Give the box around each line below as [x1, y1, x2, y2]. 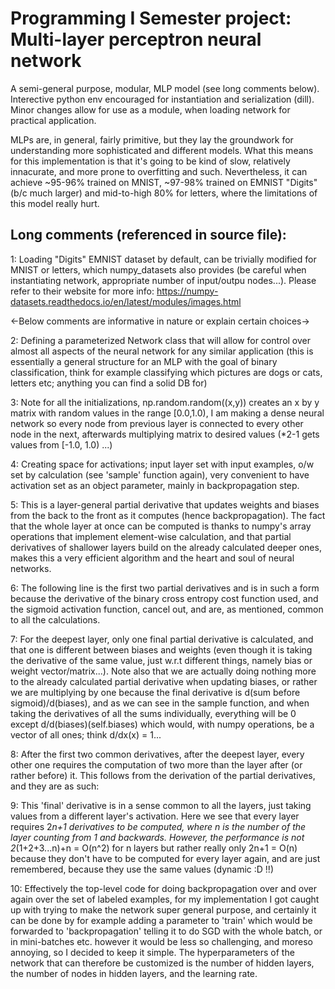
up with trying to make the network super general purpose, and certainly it [10, 903, 317, 916]
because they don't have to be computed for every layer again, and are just [10, 852, 321, 864]
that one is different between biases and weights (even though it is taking [10, 643, 313, 656]
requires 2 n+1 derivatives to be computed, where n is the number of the [10, 820, 307, 832]
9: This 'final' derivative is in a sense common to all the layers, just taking [10, 799, 312, 811]
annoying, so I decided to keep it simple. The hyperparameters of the [10, 946, 295, 958]
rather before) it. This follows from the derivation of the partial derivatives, [10, 769, 316, 781]
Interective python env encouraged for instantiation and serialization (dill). [10, 93, 315, 105]
